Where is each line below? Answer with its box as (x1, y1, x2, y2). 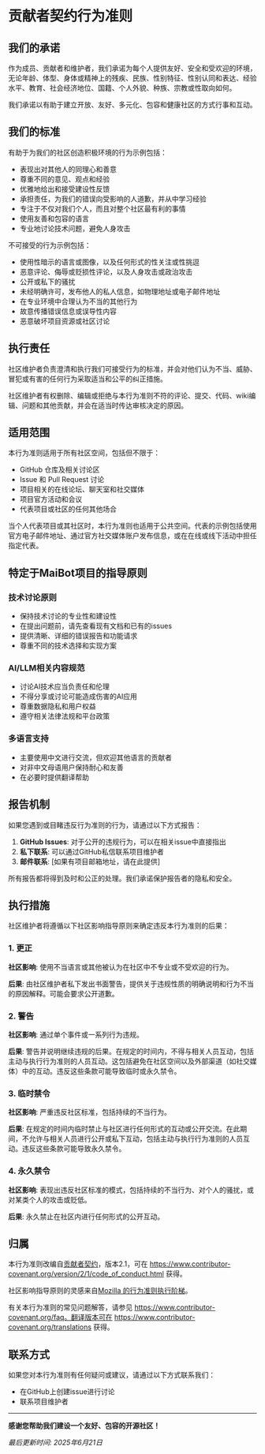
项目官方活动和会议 (19, 495, 83, 504)
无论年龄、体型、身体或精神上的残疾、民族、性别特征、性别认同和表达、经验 (8, 73, 257, 83)
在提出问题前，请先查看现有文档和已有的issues (19, 621, 172, 631)
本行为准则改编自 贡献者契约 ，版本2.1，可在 (8, 1259, 148, 1269)
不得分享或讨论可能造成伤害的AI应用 (19, 692, 138, 701)
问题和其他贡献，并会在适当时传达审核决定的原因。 (21, 400, 188, 410)
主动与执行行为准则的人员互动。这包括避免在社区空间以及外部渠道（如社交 (8, 1056, 250, 1066)
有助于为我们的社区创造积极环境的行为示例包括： (8, 148, 167, 157)
